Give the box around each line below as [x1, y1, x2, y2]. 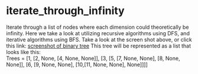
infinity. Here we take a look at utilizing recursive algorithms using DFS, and [6, 29, 190, 36]
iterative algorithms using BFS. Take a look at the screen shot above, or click [6, 36, 192, 43]
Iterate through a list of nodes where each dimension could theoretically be [6, 23, 189, 31]
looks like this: [6, 48, 41, 55]
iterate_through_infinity [6, 4, 125, 18]
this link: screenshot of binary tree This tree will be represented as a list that [6, 42, 191, 49]
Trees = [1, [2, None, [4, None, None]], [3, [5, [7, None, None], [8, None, [6, 55, 180, 62]
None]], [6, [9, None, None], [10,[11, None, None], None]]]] [6, 60, 148, 68]
